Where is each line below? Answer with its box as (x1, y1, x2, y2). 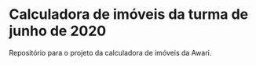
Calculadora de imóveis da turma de (9, 5, 249, 23)
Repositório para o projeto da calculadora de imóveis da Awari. (9, 48, 212, 57)
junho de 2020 (9, 22, 107, 40)
